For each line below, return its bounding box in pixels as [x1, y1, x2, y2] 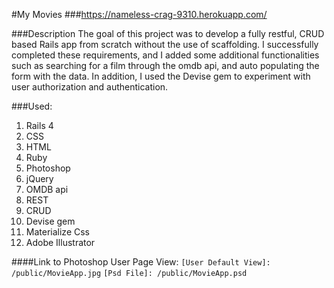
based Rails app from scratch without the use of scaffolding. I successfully [11, 39, 319, 50]
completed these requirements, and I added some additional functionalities [11, 49, 320, 61]
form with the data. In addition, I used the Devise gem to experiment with [11, 70, 311, 82]
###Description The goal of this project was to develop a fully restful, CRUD [11, 28, 325, 39]
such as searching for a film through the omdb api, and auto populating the [11, 60, 320, 71]
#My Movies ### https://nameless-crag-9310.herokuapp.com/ [11, 9, 268, 20]
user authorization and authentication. [11, 81, 169, 93]
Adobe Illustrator [25, 237, 96, 248]
